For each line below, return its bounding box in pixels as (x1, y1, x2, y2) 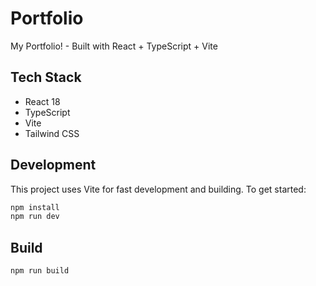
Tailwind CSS (24, 127, 80, 139)
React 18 (24, 95, 61, 107)
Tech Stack (10, 69, 82, 86)
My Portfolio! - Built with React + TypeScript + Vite (10, 40, 218, 52)
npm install (10, 202, 60, 212)
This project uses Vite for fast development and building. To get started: (10, 183, 307, 195)
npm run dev (10, 212, 60, 222)
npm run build (10, 266, 70, 276)
